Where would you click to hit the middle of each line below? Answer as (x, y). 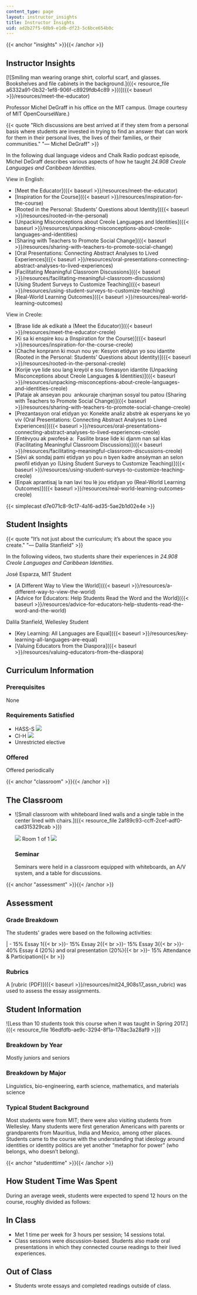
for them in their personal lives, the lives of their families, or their (84, 138)
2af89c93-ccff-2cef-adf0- (150, 820)
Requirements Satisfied (40, 715)
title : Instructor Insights (40, 22)
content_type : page (30, 11)
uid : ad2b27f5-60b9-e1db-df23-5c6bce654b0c (60, 28)
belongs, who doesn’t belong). (43, 1151)
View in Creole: (24, 315)
